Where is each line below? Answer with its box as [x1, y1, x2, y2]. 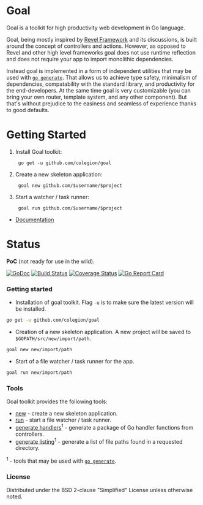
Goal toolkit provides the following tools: [6, 398, 108, 405]
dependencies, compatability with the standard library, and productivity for [6, 80, 195, 88]
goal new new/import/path [6, 346, 72, 352]
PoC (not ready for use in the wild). [6, 257, 95, 265]
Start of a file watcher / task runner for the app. [15, 357, 135, 365]
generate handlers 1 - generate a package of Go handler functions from [15, 423, 194, 431]
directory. [15, 444, 40, 452]
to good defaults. [6, 106, 50, 113]
